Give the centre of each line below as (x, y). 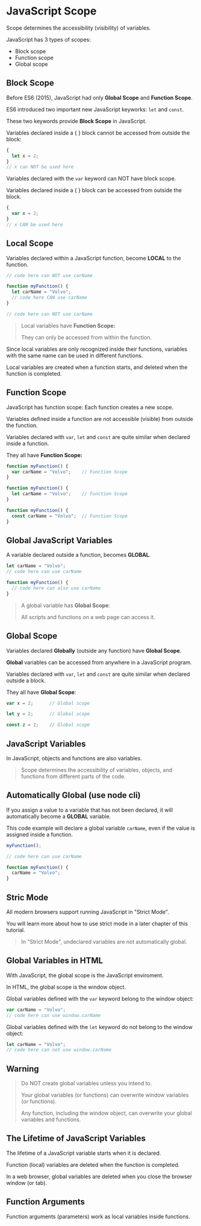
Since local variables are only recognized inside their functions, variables (97, 349)
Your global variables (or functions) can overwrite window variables (105, 1095)
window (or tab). (26, 1183)
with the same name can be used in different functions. (75, 355)
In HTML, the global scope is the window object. (66, 987)
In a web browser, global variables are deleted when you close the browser (99, 1176)
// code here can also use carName (56, 588)
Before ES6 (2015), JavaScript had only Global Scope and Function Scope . (99, 97)
